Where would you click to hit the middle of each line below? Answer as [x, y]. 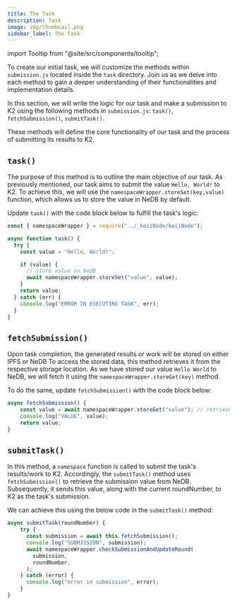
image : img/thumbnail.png [45, 27]
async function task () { [44, 238]
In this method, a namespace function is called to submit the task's [102, 467]
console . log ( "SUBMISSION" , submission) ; [86, 543]
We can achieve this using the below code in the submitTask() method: [110, 510]
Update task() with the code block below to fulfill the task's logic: [103, 213]
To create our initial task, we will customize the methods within [98, 67]
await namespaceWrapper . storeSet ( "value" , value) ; [102, 278]
